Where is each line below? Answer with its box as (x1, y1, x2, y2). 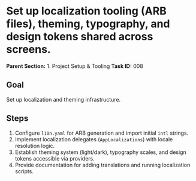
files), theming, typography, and (6, 17, 170, 31)
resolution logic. (14, 142, 55, 149)
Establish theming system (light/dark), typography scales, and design (14, 149, 187, 156)
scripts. (14, 167, 34, 175)
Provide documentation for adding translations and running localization (14, 161, 191, 168)
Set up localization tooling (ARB (6, 4, 167, 18)
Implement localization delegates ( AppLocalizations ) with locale (14, 135, 173, 143)
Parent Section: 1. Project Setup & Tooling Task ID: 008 (6, 62, 144, 70)
